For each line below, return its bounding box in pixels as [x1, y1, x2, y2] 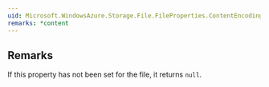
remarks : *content [7, 19, 69, 27]
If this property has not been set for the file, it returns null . [7, 69, 202, 80]
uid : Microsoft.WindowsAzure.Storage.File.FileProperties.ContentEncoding [7, 11, 263, 20]
